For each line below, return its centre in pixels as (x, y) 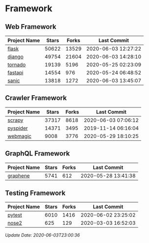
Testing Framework (35, 193)
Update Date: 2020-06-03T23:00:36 (42, 235)
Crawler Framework (36, 98)
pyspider (18, 128)
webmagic (20, 136)
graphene (19, 176)
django (15, 57)
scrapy (15, 120)
